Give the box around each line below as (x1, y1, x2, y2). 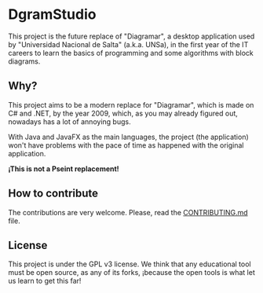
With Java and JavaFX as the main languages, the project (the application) (8, 132, 249, 141)
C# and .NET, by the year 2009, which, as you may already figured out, (8, 108, 238, 118)
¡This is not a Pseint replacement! (8, 163, 119, 174)
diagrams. (8, 57, 41, 66)
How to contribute (8, 187, 99, 200)
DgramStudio (8, 5, 97, 24)
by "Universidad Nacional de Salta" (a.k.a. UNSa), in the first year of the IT (8, 39, 249, 49)
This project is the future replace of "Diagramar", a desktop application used (8, 31, 255, 41)
